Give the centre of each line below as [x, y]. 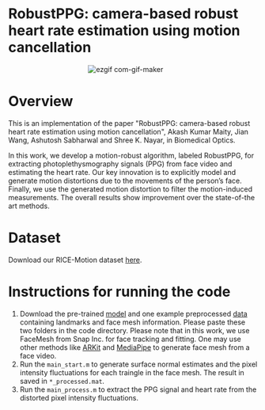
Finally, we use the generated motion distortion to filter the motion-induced [131, 189]
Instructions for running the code [119, 292]
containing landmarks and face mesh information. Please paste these [132, 322]
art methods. [29, 206]
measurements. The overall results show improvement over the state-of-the [132, 197]
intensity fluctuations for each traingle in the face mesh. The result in [132, 372]
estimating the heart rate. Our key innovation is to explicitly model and [122, 172]
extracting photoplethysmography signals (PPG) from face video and [120, 164]
